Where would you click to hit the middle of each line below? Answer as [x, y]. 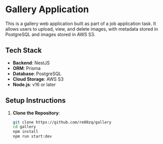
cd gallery [24, 127]
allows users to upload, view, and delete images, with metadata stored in [82, 29]
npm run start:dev [32, 136]
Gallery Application [47, 9]
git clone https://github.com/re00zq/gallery [62, 122]
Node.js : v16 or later [34, 84]
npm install [25, 132]
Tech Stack [24, 50]
